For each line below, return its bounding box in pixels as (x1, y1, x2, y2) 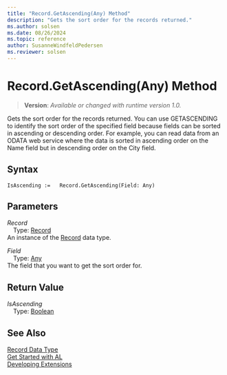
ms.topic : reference (7, 36, 67, 43)
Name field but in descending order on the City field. (7, 143, 156, 152)
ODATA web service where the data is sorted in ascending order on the (7, 136, 208, 145)
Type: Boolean (13, 307, 54, 316)
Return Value (7, 281, 64, 293)
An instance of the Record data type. (7, 234, 111, 242)
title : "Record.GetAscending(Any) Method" (7, 10, 131, 17)
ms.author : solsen (7, 23, 60, 30)
